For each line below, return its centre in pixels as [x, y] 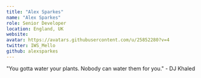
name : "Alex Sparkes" [34, 18]
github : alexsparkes [32, 51]
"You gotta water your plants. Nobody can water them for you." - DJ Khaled [101, 68]
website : [17, 34]
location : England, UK [35, 29]
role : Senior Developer [36, 23]
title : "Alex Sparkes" [35, 12]
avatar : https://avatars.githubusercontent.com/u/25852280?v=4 [88, 40]
